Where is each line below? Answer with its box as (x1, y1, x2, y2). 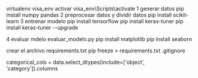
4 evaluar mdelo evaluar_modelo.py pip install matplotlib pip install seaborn (6, 36, 193, 42)
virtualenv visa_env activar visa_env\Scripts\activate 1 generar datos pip (6, 5, 184, 12)
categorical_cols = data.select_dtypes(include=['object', (6, 59, 145, 65)
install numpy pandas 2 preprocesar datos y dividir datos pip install (6, 11, 172, 18)
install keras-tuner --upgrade (6, 24, 79, 31)
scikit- (173, 11, 189, 18)
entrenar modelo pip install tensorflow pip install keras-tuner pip (25, 18, 184, 24)
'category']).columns (6, 65, 58, 72)
